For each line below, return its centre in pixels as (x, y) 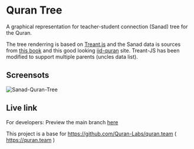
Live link (22, 108)
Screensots (28, 75)
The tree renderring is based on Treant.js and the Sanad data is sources (93, 44)
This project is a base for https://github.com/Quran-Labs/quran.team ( (91, 134)
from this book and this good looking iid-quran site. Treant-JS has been (93, 50)
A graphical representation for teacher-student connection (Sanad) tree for (97, 27)
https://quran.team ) (30, 140)
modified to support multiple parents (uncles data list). (72, 57)
